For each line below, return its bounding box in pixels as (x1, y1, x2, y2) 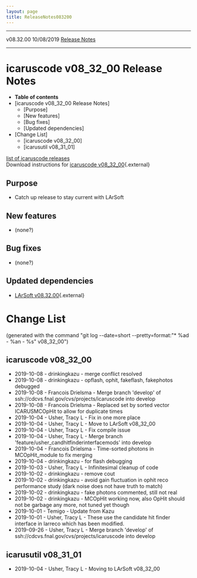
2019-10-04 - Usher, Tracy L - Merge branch (14, 433, 123, 440)
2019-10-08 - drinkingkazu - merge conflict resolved (14, 371, 142, 378)
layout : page (6, 8, 38, 15)
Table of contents (14, 93, 59, 100)
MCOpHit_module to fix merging (14, 452, 93, 459)
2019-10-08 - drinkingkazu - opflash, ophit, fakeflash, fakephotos (14, 377, 173, 384)
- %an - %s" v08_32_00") (6, 338, 69, 345)
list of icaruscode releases (6, 155, 70, 162)
